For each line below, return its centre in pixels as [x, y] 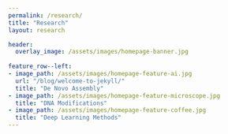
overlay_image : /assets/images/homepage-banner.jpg [102, 52]
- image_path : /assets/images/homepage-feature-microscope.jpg [114, 95]
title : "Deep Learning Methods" [69, 118]
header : [21, 44]
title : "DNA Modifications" [62, 103]
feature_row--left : [40, 67]
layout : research [37, 30]
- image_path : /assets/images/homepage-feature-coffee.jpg [107, 110]
